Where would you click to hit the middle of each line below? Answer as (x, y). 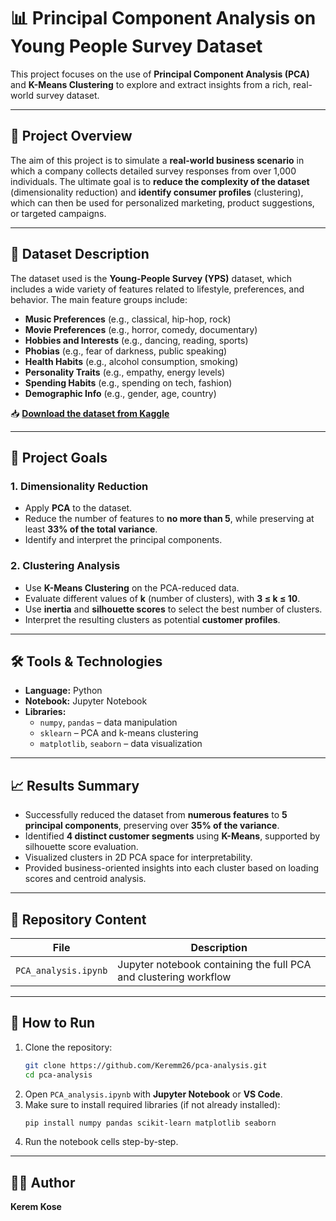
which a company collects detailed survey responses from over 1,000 (153, 171)
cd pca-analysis (58, 1075)
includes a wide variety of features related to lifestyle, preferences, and (157, 289)
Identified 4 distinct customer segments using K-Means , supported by (172, 836)
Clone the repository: (68, 1047)
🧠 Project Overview (71, 136)
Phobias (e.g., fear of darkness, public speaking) (126, 351)
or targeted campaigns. (58, 213)
